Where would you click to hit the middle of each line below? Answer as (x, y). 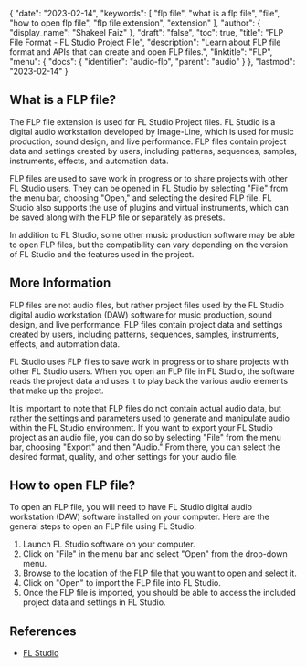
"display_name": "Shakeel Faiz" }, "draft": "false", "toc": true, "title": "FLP (147, 32)
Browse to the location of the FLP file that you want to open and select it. (159, 573)
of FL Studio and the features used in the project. (102, 254)
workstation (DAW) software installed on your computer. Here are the (139, 517)
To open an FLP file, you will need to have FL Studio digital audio (131, 507)
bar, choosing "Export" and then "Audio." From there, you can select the (145, 447)
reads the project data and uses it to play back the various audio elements (149, 380)
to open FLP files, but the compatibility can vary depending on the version (149, 245)
